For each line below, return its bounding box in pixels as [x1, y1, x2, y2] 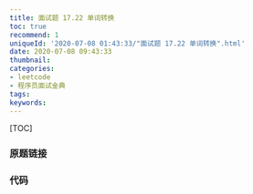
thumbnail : [9, 56, 51, 65]
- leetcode [9, 73, 51, 82]
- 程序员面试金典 [9, 81, 66, 90]
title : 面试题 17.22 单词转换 [9, 13, 115, 23]
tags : [9, 89, 30, 98]
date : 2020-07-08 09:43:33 [9, 47, 112, 56]
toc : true [9, 22, 47, 31]
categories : [9, 65, 55, 74]
